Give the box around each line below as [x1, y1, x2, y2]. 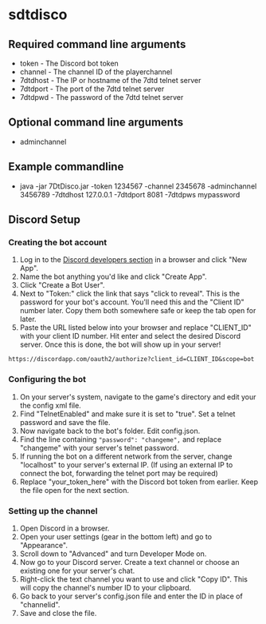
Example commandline [8, 160, 124, 173]
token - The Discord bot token [19, 58, 119, 68]
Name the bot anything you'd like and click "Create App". [19, 272, 207, 281]
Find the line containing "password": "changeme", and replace [19, 434, 221, 444]
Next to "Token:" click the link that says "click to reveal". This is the [19, 289, 241, 299]
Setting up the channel [8, 505, 98, 516]
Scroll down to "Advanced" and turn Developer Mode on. [19, 549, 207, 558]
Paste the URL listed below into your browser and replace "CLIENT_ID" [19, 323, 252, 332]
